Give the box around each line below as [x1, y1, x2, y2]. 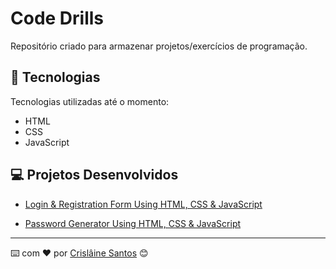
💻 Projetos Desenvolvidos [10, 167, 179, 184]
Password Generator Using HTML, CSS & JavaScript [24, 217, 242, 229]
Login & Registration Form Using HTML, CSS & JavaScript [24, 198, 263, 210]
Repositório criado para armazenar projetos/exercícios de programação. [10, 40, 308, 52]
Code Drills [10, 7, 105, 30]
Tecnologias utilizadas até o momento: [10, 95, 170, 107]
